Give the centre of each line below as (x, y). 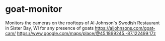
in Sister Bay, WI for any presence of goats (50, 28)
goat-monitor (34, 9)
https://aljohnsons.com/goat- (125, 28)
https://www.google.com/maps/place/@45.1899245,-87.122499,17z (86, 33)
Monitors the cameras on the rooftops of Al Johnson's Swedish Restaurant (82, 23)
